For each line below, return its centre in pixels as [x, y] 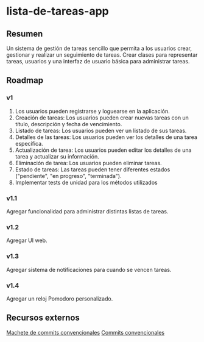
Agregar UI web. [27, 240]
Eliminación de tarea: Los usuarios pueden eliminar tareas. [89, 163]
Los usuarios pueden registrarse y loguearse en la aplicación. [92, 111]
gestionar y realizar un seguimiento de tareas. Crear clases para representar [102, 55]
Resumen [25, 34]
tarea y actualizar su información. [57, 156]
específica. [29, 143]
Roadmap [25, 80]
